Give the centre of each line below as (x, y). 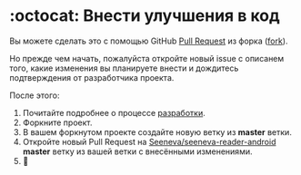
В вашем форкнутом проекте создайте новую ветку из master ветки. (157, 131)
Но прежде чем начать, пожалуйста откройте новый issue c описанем (147, 58)
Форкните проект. (57, 122)
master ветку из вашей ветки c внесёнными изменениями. (137, 151)
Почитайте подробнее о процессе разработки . (114, 112)
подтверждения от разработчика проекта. (92, 77)
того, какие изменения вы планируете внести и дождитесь (124, 68)
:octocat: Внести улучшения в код (145, 16)
